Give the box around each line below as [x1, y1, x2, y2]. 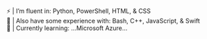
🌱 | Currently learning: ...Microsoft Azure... [6, 24, 128, 32]
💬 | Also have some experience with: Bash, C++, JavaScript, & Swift [6, 17, 201, 25]
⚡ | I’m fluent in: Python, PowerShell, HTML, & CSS [6, 7, 151, 15]
